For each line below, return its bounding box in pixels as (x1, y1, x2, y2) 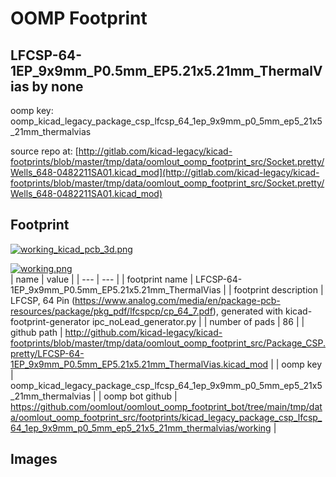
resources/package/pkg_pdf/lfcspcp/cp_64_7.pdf (10, 305, 213, 317)
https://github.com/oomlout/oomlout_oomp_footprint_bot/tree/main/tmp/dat (10, 400, 323, 412)
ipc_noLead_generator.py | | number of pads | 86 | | (91, 315, 305, 327)
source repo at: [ (10, 145, 79, 157)
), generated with (212, 305, 284, 317)
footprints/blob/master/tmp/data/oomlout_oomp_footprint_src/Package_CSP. (10, 337, 326, 349)
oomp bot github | (103, 390, 178, 402)
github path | (10, 326, 63, 338)
